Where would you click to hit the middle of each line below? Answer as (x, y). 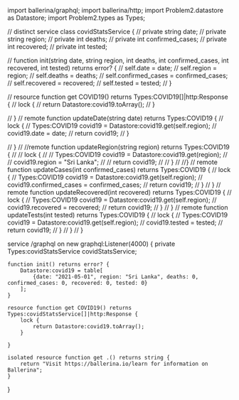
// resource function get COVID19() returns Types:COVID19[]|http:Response (118, 97)
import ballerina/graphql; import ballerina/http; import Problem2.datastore (116, 10)
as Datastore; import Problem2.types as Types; (76, 18)
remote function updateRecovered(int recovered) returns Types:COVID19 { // (120, 192)
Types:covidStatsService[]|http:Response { (73, 314)
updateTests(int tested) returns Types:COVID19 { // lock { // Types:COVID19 (118, 215)
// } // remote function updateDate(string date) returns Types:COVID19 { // (116, 118)
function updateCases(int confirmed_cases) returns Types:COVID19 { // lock (119, 169)
